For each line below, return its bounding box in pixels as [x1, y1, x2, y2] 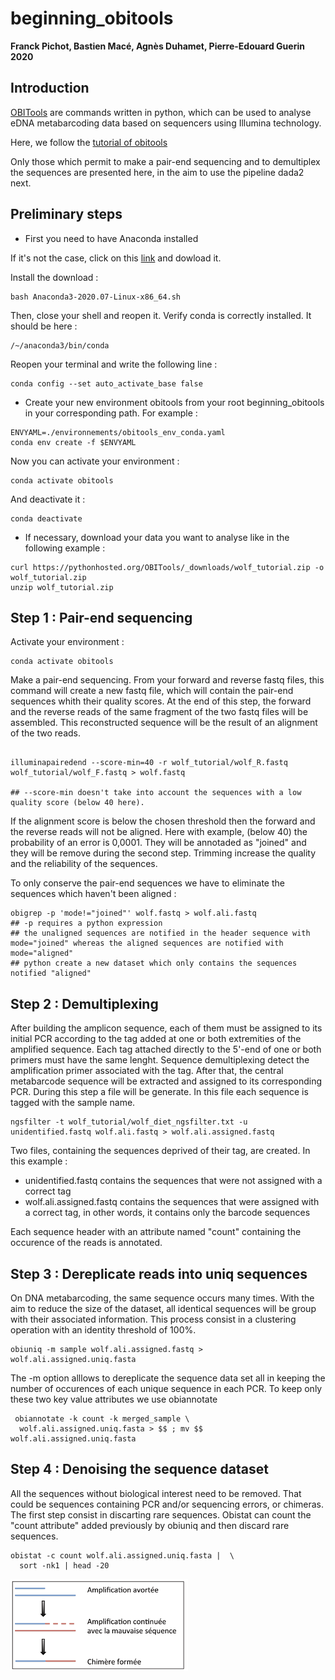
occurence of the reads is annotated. [10, 1237, 163, 1249]
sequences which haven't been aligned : [10, 888, 177, 900]
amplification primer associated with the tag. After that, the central [10, 1065, 284, 1077]
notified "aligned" [10, 968, 92, 979]
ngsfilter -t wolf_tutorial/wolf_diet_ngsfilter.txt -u [10, 1117, 248, 1127]
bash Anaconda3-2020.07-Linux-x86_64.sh [10, 292, 182, 302]
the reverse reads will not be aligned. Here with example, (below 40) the [10, 826, 308, 838]
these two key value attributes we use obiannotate [10, 1393, 218, 1405]
